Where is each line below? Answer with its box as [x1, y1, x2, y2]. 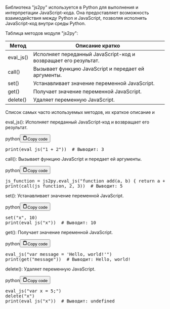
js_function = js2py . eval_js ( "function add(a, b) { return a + [5, 178, 165, 184]
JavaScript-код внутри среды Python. [5, 20, 86, 26]
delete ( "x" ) [5, 293, 35, 299]
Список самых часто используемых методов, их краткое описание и [5, 109, 155, 115]
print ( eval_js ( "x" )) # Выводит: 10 [5, 220, 96, 226]
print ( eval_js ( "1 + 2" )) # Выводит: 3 [5, 147, 104, 152]
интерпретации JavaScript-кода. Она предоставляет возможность [5, 10, 149, 16]
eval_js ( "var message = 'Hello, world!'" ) [5, 251, 112, 257]
